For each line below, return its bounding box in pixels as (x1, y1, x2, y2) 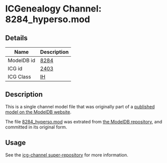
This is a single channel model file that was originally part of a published (5, 103, 155, 109)
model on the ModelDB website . (5, 109, 72, 115)
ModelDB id (8, 57, 36, 64)
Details (5, 34, 28, 42)
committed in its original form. (5, 124, 67, 130)
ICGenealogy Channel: (5, 3, 102, 15)
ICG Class (8, 73, 31, 80)
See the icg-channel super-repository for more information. (5, 151, 128, 158)
